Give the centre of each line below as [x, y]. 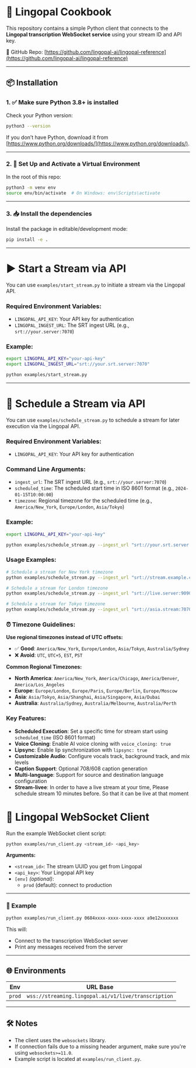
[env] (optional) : [34, 879]
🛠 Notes [22, 1023]
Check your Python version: [39, 115]
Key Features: [26, 718]
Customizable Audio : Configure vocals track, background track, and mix [102, 756]
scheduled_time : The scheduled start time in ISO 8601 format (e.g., [94, 488]
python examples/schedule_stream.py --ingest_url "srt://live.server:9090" [100, 593]
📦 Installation [32, 83]
